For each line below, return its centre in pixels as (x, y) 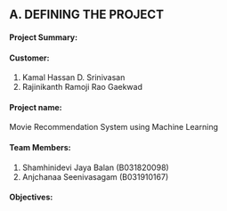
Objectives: (31, 197)
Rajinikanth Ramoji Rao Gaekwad (82, 87)
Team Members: (40, 147)
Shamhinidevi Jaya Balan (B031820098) (95, 167)
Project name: (36, 107)
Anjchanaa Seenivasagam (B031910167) (95, 176)
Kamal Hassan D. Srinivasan (73, 77)
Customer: (29, 58)
